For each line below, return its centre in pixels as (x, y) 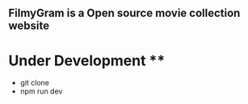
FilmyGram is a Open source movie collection (124, 13)
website (29, 26)
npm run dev (41, 91)
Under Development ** (87, 60)
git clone (35, 83)
